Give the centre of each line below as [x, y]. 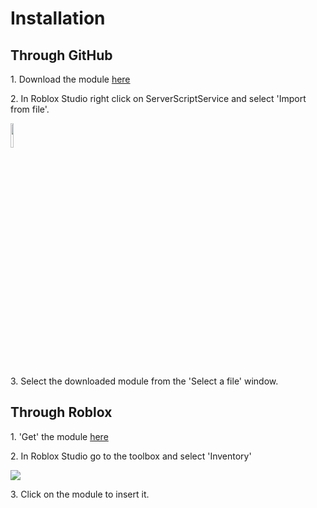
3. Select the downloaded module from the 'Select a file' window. [144, 381]
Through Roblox [61, 412]
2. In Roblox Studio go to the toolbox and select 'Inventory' [131, 456]
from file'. [30, 109]
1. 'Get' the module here [59, 436]
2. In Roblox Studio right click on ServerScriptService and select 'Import [158, 98]
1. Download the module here [70, 79]
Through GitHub [61, 55]
